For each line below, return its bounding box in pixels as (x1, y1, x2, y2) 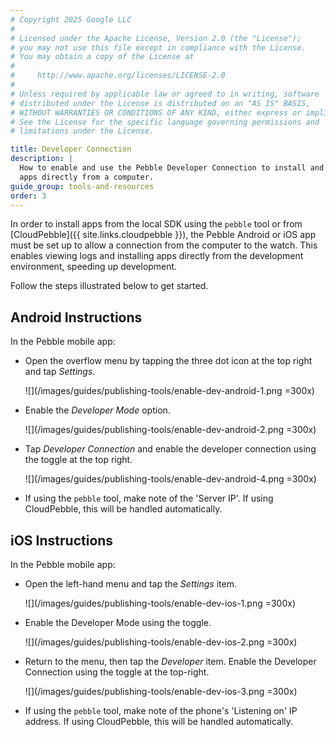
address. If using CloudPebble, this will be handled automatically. (24, 716, 294, 727)
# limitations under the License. (10, 126, 155, 136)
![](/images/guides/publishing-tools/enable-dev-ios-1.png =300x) (24, 597, 297, 609)
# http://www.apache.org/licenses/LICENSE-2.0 (10, 71, 226, 81)
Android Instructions (10, 309, 143, 326)
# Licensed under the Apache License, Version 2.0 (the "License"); (10, 33, 302, 43)
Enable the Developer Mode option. (24, 404, 171, 416)
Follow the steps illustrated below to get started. (10, 280, 209, 292)
